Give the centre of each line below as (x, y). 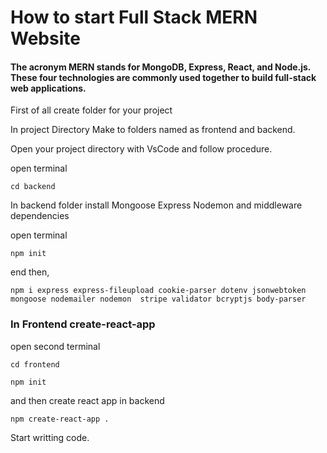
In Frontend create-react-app (83, 324)
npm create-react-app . (60, 419)
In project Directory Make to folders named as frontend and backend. (153, 130)
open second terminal (55, 346)
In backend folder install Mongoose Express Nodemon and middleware (156, 205)
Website (45, 38)
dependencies (40, 216)
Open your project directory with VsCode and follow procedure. (141, 149)
